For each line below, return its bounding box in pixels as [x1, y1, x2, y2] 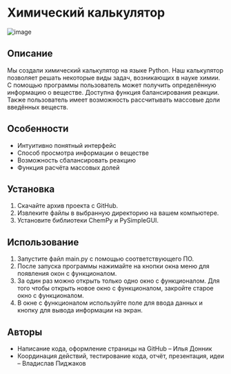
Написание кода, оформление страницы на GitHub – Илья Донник [17, 344, 212, 353]
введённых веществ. [7, 102, 69, 111]
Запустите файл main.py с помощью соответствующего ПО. [17, 254, 194, 263]
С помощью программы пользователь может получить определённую [7, 81, 217, 89]
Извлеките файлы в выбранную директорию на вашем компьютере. [17, 209, 219, 217]
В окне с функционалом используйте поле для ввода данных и [17, 299, 203, 307]
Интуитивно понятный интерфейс [17, 141, 117, 149]
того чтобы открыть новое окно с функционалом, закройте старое [17, 284, 214, 292]
